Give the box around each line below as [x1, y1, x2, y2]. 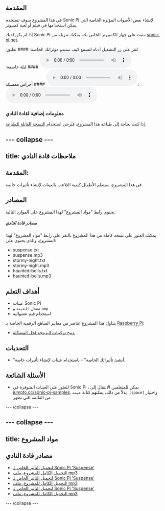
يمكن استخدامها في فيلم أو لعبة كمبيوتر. [5, 22, 78, 28]
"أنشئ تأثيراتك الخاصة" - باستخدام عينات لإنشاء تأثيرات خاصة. [12, 357, 126, 363]
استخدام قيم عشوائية [12, 311, 51, 316]
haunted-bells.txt [12, 268, 48, 274]
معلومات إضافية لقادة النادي [5, 110, 64, 117]
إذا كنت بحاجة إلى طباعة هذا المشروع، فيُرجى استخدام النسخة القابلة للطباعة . [5, 121, 146, 127]
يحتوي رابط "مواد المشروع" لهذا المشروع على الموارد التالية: [5, 209, 116, 215]
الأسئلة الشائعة [5, 371, 46, 379]
